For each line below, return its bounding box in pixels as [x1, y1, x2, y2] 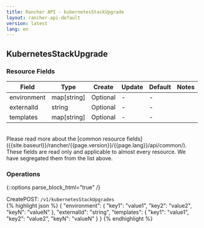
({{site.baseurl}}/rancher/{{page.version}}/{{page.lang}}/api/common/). [6, 141, 188, 149]
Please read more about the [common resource [6, 135, 126, 142]
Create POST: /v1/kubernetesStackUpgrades [6, 196, 115, 203]
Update [121, 83, 144, 91]
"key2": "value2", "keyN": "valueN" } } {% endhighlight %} [6, 215, 153, 222]
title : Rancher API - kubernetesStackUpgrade [6, 9, 124, 15]
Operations [6, 169, 41, 178]
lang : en [6, 26, 29, 32]
